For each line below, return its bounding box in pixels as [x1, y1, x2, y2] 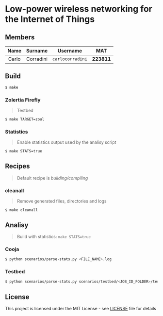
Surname [26, 48, 48, 54]
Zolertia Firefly [5, 96, 41, 103]
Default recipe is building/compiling [16, 175, 88, 181]
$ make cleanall [5, 208, 38, 213]
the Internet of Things [5, 14, 95, 25]
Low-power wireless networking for [5, 3, 153, 15]
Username [57, 48, 82, 54]
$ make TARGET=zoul [5, 116, 45, 122]
